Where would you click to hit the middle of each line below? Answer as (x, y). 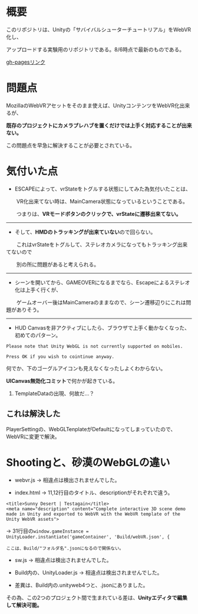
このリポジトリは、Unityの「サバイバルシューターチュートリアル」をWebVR (99, 29)
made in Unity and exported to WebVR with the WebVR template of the (93, 514)
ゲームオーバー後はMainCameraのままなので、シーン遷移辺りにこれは (101, 302)
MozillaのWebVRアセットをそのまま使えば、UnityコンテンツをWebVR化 (93, 105)
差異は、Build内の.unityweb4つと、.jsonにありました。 (81, 585)
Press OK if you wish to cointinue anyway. (60, 357)
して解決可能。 (24, 605)
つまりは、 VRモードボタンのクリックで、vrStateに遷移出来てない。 (99, 214)
